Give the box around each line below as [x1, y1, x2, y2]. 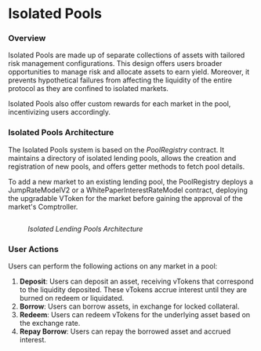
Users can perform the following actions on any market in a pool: [8, 261, 218, 271]
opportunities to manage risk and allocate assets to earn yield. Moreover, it [8, 68, 250, 77]
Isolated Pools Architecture [8, 127, 114, 138]
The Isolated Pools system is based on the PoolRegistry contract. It [8, 144, 225, 154]
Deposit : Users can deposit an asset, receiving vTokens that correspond [19, 276, 254, 287]
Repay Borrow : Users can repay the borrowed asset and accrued [19, 327, 231, 336]
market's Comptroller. [8, 202, 78, 211]
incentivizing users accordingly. [8, 108, 111, 117]
